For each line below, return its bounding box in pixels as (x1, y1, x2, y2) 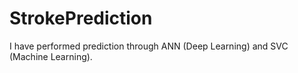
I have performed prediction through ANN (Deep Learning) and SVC (9, 40, 289, 52)
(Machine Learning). (9, 50, 93, 62)
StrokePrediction (9, 7, 153, 30)
